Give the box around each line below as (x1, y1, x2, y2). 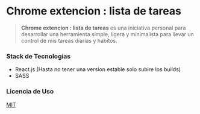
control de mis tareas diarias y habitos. (20, 37, 117, 44)
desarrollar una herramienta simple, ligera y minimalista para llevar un (20, 30, 194, 37)
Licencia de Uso (6, 87, 54, 96)
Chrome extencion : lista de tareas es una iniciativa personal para (20, 24, 186, 31)
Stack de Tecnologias (6, 52, 71, 60)
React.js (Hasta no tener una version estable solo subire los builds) (14, 66, 181, 73)
